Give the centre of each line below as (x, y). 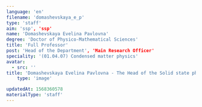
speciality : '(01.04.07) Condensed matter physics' (72, 56)
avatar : (16, 62)
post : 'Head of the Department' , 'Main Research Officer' (80, 51)
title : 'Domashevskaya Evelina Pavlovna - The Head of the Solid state (98, 73)
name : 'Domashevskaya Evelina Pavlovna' (58, 34)
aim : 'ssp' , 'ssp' (29, 28)
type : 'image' (35, 78)
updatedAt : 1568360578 (35, 89)
